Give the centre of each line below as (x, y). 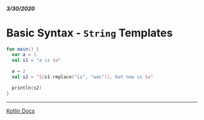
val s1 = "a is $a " (36, 61)
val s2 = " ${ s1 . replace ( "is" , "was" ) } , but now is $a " (83, 77)
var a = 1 (24, 55)
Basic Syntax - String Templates (90, 33)
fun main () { (23, 49)
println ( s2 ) (27, 88)
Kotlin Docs (21, 111)
